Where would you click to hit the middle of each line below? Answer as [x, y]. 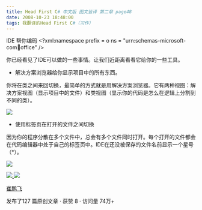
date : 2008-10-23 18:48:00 [40, 17]
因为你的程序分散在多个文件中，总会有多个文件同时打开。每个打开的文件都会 [101, 137]
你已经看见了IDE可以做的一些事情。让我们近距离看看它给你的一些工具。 [95, 60]
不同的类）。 [21, 100]
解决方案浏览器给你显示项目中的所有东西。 [68, 73]
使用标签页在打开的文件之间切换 [54, 124]
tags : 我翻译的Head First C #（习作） [50, 23]
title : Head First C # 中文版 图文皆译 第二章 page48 [69, 12]
